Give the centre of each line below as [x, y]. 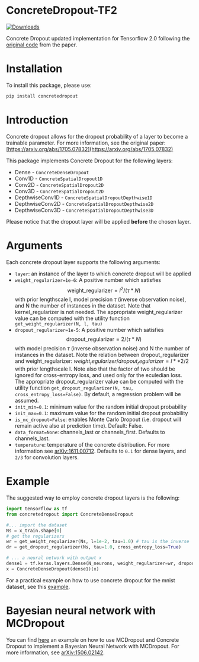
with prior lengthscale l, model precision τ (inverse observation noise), [100, 299]
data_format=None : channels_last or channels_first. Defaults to [90, 432]
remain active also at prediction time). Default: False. [79, 426]
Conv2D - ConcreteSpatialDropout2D [59, 184]
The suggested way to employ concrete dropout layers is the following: [93, 498]
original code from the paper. [42, 45]
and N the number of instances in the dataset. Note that [83, 306]
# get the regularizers [36, 536]
